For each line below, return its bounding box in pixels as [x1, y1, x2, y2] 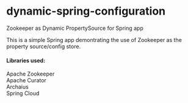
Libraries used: [6, 57, 46, 64]
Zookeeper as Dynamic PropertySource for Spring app [6, 24, 143, 32]
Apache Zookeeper [6, 70, 55, 77]
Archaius [6, 83, 29, 91]
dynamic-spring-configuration [6, 4, 166, 18]
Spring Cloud [6, 90, 40, 97]
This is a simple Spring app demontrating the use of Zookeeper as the [6, 36, 182, 43]
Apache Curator [6, 77, 47, 84]
